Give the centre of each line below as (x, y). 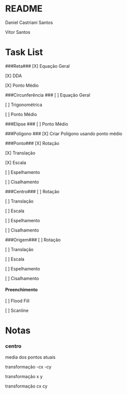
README (24, 9)
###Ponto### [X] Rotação (32, 143)
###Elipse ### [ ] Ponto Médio (37, 124)
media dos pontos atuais (30, 357)
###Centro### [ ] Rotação (32, 191)
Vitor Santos (18, 32)
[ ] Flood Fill (17, 301)
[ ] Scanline (17, 311)
